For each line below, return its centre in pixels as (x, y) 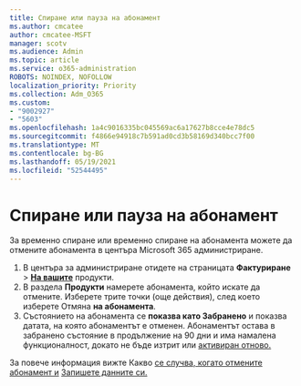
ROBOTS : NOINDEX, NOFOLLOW (61, 77)
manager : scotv (38, 43)
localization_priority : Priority (73, 86)
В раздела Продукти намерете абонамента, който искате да (141, 287)
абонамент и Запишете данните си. (78, 372)
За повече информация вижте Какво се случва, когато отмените (136, 363)
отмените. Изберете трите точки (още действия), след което (141, 297)
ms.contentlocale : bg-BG (57, 153)
